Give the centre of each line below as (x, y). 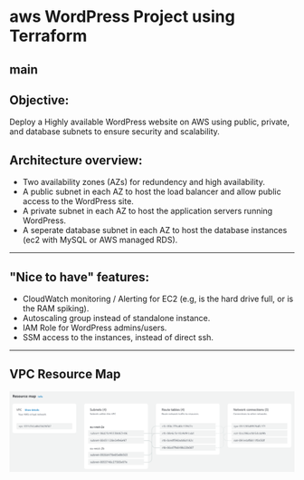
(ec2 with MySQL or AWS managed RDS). (100, 240)
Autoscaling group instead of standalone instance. (116, 318)
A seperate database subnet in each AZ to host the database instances (155, 230)
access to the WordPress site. (78, 201)
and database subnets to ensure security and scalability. (114, 132)
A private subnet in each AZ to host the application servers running (147, 211)
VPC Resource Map (65, 374)
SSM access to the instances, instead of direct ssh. (118, 338)
